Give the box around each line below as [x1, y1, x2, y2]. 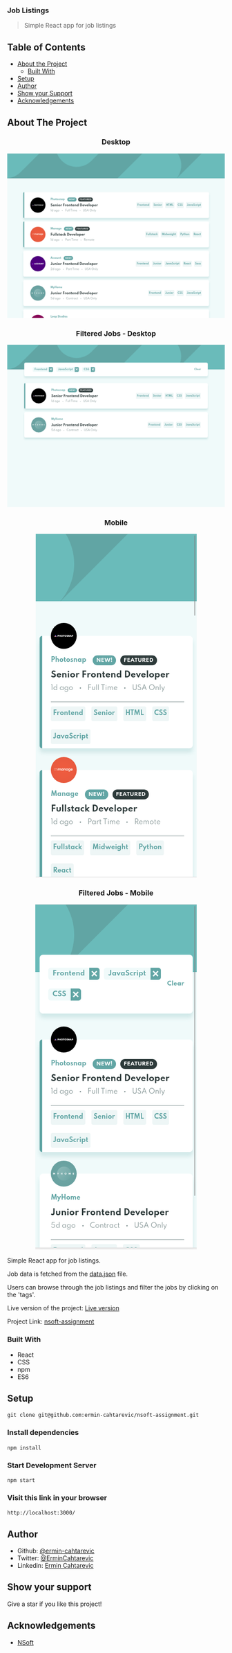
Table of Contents [7, 41, 86, 53]
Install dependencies [7, 1428, 79, 1438]
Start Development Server [7, 1460, 97, 1470]
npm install [7, 1444, 41, 1452]
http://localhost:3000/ [7, 1510, 76, 1517]
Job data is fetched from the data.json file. [7, 1270, 128, 1279]
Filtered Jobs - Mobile [78, 888, 154, 898]
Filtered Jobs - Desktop [75, 328, 157, 338]
